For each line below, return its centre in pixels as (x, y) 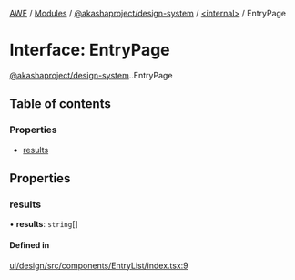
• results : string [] (44, 224)
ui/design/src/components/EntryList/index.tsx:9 (99, 265)
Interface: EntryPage (90, 50)
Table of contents (60, 104)
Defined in (30, 244)
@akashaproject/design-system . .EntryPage (91, 75)
